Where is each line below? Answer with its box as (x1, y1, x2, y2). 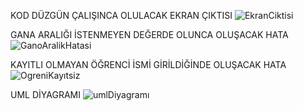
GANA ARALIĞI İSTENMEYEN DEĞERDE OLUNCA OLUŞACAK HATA (10, 29, 289, 40)
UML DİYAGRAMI (10, 89, 81, 100)
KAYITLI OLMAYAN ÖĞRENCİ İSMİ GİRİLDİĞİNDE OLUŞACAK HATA (10, 59, 287, 70)
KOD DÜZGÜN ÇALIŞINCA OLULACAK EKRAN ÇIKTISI (10, 10, 233, 21)
